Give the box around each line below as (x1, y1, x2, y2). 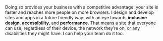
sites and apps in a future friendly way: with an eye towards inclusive (5, 15, 147, 20)
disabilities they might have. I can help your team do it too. (5, 31, 124, 36)
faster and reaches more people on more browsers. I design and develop (5, 9, 154, 15)
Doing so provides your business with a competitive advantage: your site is (5, 4, 159, 10)
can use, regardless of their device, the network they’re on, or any (5, 25, 140, 31)
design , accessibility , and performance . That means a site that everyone (5, 20, 156, 26)
